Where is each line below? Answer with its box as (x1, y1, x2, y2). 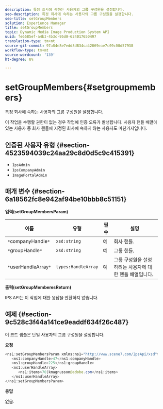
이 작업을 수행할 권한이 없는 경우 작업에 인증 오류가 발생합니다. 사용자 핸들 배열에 (5, 119, 158, 125)
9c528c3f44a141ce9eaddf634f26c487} (5, 318, 129, 326)
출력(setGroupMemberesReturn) (5, 284, 72, 290)
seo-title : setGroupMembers (5, 16, 62, 21)
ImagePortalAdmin (12, 173, 48, 178)
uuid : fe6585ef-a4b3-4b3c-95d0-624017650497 (5, 34, 97, 39)
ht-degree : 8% (5, 57, 34, 62)
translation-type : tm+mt (5, 39, 55, 44)
